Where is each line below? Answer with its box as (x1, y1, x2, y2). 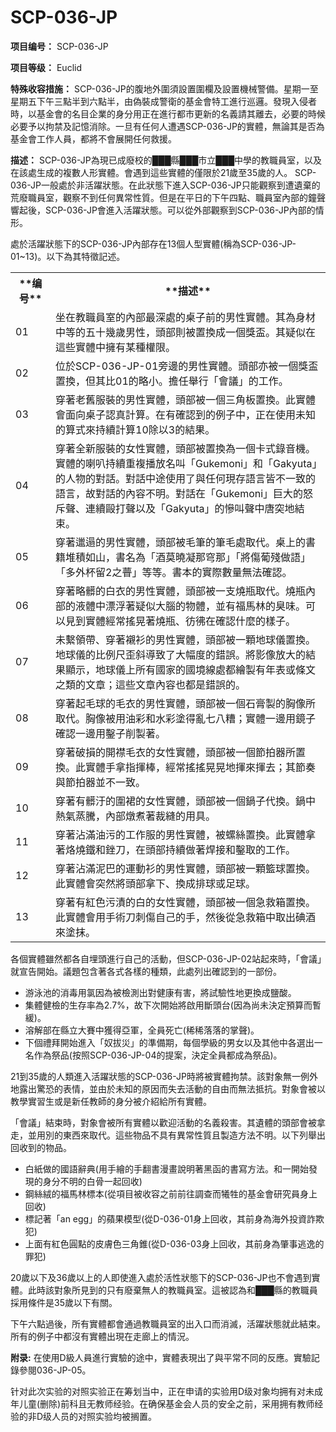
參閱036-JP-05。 (18, 1364, 92, 1376)
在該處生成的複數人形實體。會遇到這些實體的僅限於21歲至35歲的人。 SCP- (10, 166, 317, 178)
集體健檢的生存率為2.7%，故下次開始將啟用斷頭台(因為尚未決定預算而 (24, 999, 313, 1011)
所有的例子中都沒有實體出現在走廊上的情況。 (10, 1330, 195, 1342)
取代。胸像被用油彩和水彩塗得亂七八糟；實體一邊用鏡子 (55, 711, 317, 725)
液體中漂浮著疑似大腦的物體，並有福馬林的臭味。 (75, 599, 307, 613)
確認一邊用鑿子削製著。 (55, 726, 167, 740)
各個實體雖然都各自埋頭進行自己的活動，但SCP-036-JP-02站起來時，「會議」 (10, 952, 323, 965)
